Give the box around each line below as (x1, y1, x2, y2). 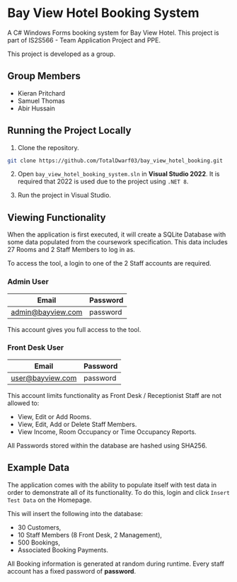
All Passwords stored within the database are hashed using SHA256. (7, 441, 207, 450)
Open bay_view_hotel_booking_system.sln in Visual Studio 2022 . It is (17, 170, 220, 178)
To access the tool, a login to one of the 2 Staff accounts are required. (7, 259, 212, 268)
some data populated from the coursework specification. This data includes (7, 238, 228, 246)
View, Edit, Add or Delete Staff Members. (17, 420, 137, 428)
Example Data (7, 462, 70, 474)
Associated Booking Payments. (17, 545, 108, 554)
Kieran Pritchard (17, 89, 66, 97)
